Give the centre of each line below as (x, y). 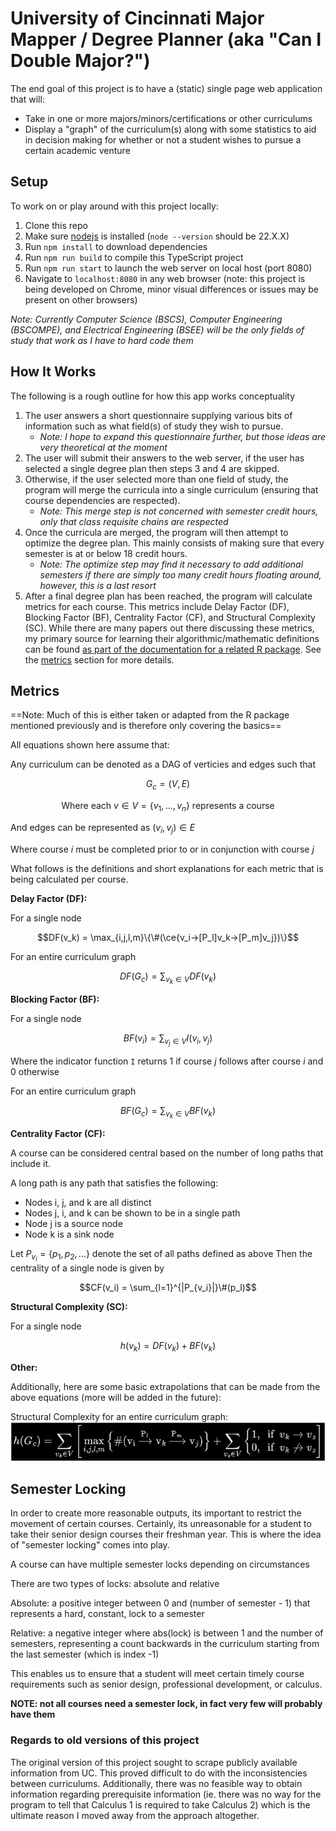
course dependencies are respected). (102, 500)
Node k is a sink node (69, 1234)
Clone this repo (56, 225)
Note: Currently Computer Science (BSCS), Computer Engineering (146, 319)
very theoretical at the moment (103, 447)
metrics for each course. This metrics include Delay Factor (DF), (157, 606)
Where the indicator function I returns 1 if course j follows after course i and (167, 1061)
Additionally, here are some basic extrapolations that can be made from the (165, 1387)
